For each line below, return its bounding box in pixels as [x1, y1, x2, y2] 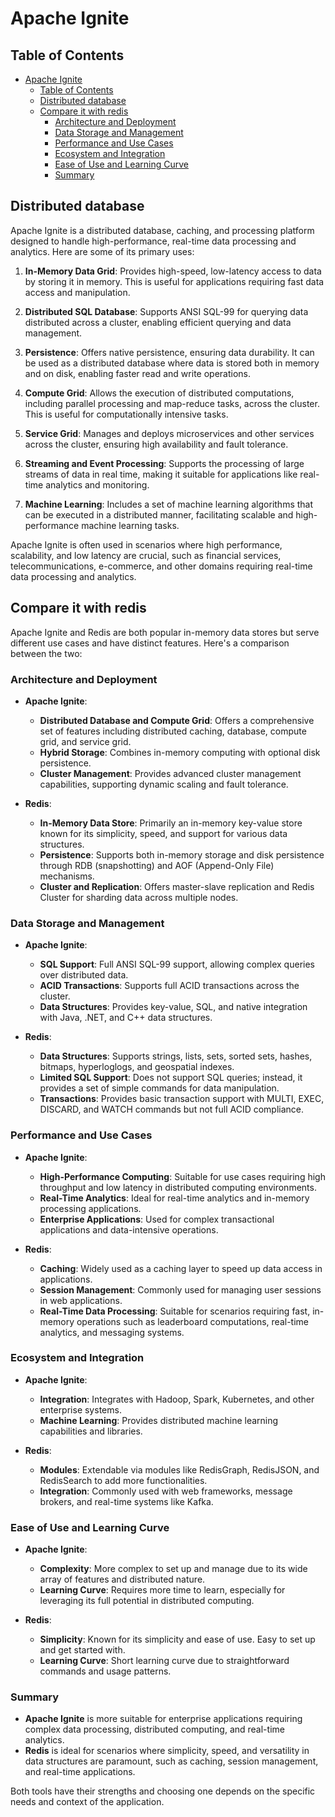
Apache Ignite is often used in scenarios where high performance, [10, 538, 283, 551]
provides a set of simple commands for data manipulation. [39, 1082, 280, 1094]
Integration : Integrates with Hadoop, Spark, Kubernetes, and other [39, 1393, 315, 1405]
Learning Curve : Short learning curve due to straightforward [39, 1655, 290, 1667]
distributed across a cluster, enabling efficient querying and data [24, 316, 292, 328]
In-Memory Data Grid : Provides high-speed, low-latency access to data [24, 265, 322, 277]
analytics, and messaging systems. [39, 1326, 185, 1338]
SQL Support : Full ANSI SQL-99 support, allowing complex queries [39, 958, 315, 971]
